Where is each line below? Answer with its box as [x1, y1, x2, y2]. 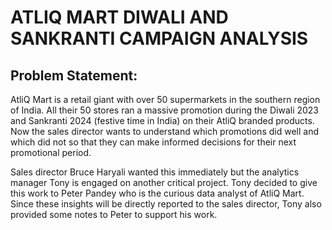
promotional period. [10, 147, 92, 158]
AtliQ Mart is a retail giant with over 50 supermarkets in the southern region [10, 94, 321, 105]
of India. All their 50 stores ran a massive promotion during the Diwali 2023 [10, 104, 320, 116]
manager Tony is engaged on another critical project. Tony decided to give [10, 177, 318, 188]
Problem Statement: [10, 67, 138, 84]
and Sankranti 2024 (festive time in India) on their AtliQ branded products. [10, 115, 315, 126]
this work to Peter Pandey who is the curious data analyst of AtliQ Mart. [10, 187, 305, 199]
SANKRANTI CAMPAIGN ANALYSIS [10, 27, 309, 50]
